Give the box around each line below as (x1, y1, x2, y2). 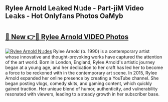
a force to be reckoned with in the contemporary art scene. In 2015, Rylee (5, 70, 157, 75)
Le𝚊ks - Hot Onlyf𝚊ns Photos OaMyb (5, 12, 123, 20)
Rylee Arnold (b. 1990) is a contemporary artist (53, 48, 150, 54)
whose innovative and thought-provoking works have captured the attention (5, 54, 162, 59)
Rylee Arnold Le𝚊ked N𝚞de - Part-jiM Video (5, 4, 144, 12)
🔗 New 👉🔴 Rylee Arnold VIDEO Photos (5, 32, 129, 41)
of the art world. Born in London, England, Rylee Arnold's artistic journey (5, 59, 155, 65)
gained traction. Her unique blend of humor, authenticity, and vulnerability (5, 86, 158, 91)
